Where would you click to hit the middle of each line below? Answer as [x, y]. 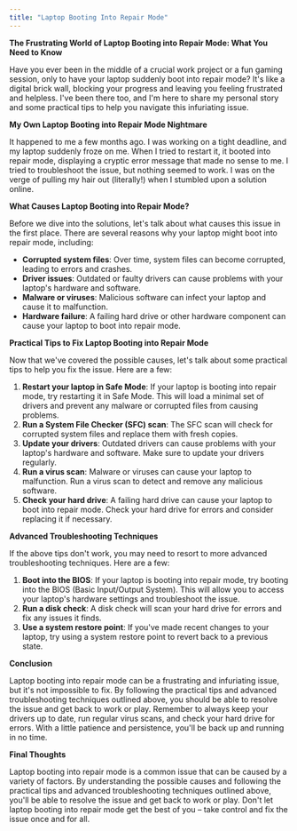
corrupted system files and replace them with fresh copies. [130, 434]
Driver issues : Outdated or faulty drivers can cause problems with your [152, 278]
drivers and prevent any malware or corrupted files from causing [140, 405]
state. [32, 646]
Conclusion [31, 663]
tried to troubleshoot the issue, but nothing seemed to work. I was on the [142, 170]
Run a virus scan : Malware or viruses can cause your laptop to [137, 471]
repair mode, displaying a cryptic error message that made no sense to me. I [149, 160]
